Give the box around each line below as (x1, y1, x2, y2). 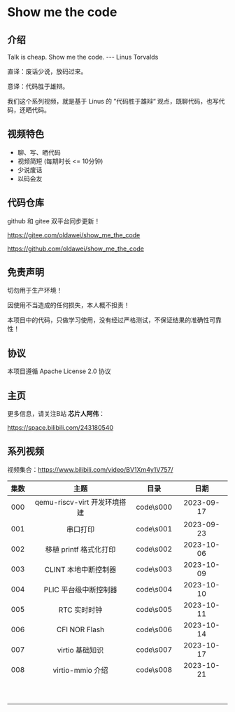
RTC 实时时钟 (58, 605, 103, 615)
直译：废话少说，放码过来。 (7, 67, 87, 76)
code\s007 (136, 645, 173, 655)
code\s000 (136, 502, 173, 512)
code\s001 (136, 524, 173, 533)
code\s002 (136, 544, 173, 554)
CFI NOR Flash (56, 624, 105, 634)
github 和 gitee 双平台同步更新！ (7, 216, 101, 225)
